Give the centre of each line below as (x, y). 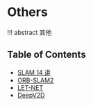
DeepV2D (31, 95)
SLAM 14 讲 (34, 72)
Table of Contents (47, 55)
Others (28, 12)
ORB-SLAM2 (35, 80)
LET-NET (30, 87)
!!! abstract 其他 (29, 32)
